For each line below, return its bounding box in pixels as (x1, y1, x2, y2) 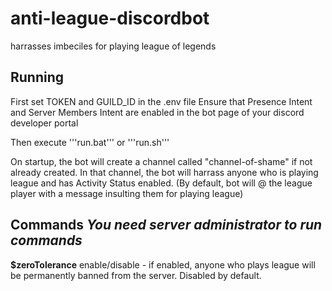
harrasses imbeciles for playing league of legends (10, 40, 217, 52)
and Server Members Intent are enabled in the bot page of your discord (10, 106, 305, 118)
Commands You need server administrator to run (10, 217, 323, 234)
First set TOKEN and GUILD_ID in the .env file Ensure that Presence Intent (10, 95, 313, 107)
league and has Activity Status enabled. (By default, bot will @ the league (10, 177, 313, 189)
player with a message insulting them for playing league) (10, 187, 244, 199)
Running (10, 69, 65, 86)
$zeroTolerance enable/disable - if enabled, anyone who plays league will (10, 258, 316, 271)
